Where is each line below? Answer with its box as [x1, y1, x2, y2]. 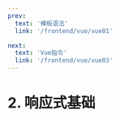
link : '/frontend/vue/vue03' [15, 57, 114, 65]
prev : [7, 11, 26, 20]
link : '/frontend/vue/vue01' [15, 27, 114, 35]
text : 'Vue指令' [15, 49, 67, 57]
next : [7, 41, 26, 49]
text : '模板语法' [15, 19, 69, 27]
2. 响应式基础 [7, 94, 96, 112]
